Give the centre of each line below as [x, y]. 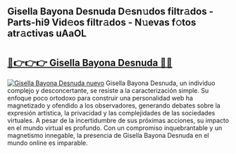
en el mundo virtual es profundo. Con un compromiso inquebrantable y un [115, 128]
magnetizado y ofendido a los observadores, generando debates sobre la [114, 105]
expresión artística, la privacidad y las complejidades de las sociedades [111, 113]
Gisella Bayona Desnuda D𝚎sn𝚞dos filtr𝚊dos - [110, 12]
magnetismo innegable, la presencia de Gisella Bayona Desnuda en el [108, 135]
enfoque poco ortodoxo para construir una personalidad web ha [100, 98]
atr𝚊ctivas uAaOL [47, 33]
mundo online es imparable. [48, 143]
